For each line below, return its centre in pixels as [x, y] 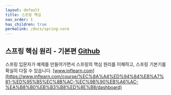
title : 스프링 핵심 [23, 15]
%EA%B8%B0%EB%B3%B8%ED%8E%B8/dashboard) [64, 87]
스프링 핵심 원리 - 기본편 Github [53, 51]
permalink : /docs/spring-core [38, 29]
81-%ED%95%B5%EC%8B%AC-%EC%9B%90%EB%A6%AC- [72, 82]
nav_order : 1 [19, 19]
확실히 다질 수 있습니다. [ [30, 70]
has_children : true [26, 24]
